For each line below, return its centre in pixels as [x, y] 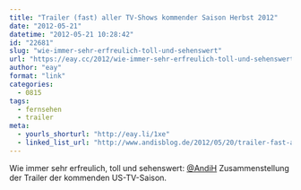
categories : [31, 84]
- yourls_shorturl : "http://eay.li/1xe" [94, 134]
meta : [19, 126]
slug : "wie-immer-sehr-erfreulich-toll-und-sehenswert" [116, 51]
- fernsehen [40, 109]
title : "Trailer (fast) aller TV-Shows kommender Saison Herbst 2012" [144, 17]
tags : [19, 101]
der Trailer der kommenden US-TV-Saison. [88, 177]
